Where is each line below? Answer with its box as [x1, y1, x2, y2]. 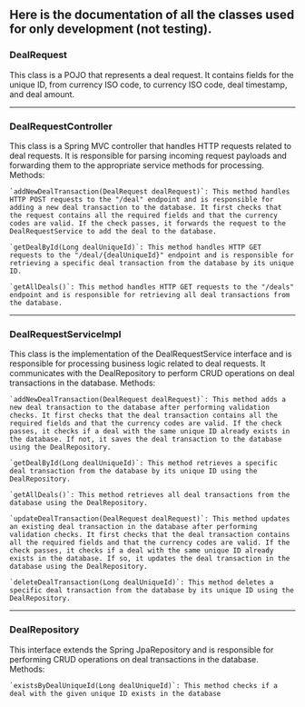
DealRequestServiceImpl [9, 327, 122, 340]
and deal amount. [9, 88, 75, 99]
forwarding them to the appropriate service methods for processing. [9, 159, 265, 171]
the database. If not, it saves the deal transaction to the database [9, 435, 282, 444]
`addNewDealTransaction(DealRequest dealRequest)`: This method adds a [9, 395, 286, 404]
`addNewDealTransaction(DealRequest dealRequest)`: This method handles [9, 186, 290, 196]
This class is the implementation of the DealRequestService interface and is [9, 349, 292, 360]
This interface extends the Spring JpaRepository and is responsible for [9, 644, 274, 655]
